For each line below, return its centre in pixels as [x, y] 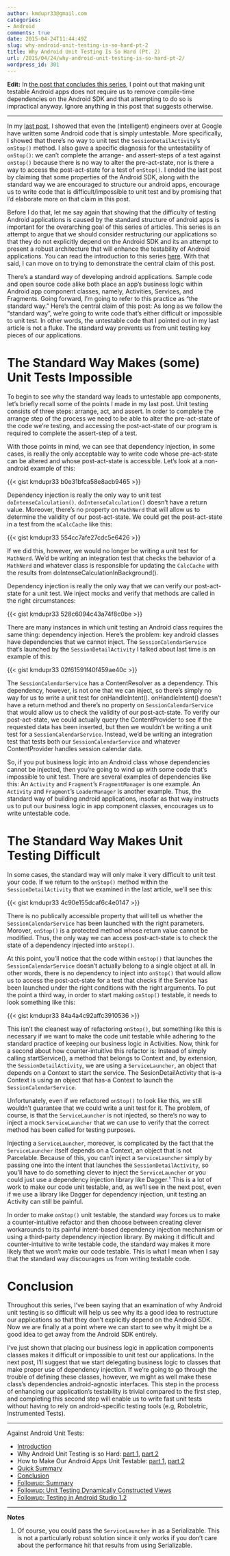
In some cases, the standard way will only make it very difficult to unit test [111, 874]
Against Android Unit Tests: [46, 1433]
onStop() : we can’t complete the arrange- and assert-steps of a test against [114, 155]
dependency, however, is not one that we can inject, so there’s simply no [110, 690]
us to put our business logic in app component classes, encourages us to [110, 805]
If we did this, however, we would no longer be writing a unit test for [103, 551]
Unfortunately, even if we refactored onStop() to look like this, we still [104, 1100]
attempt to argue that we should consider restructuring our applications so [112, 234]
